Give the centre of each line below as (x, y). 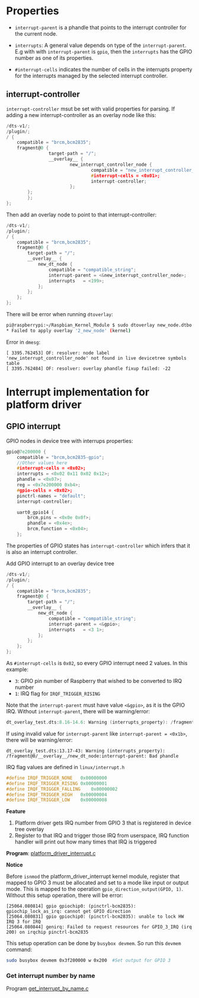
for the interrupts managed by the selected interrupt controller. (91, 75)
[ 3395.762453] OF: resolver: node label (58, 353)
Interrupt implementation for (78, 392)
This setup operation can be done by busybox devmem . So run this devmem (94, 943)
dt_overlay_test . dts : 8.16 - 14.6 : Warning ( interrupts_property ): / (90, 722)
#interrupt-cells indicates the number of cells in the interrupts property (103, 69)
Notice (15, 865)
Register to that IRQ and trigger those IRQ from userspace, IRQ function (102, 836)
